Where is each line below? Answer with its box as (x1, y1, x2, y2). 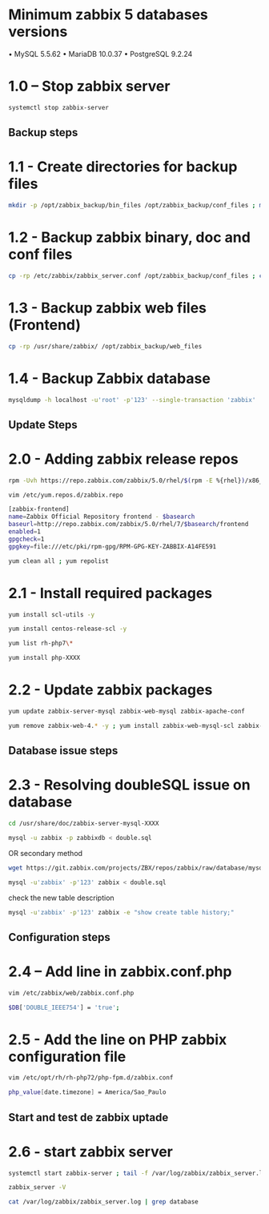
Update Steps (8, 418, 78, 432)
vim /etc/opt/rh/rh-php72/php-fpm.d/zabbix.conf (8, 1074, 174, 1082)
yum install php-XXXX (8, 654, 81, 662)
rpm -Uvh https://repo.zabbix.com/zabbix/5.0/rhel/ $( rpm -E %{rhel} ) (8, 476, 246, 484)
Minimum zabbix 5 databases (8, 6, 208, 24)
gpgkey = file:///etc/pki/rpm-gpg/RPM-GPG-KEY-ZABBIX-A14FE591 (8, 542, 217, 550)
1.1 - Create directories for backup (8, 158, 238, 176)
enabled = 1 (8, 528, 42, 536)
